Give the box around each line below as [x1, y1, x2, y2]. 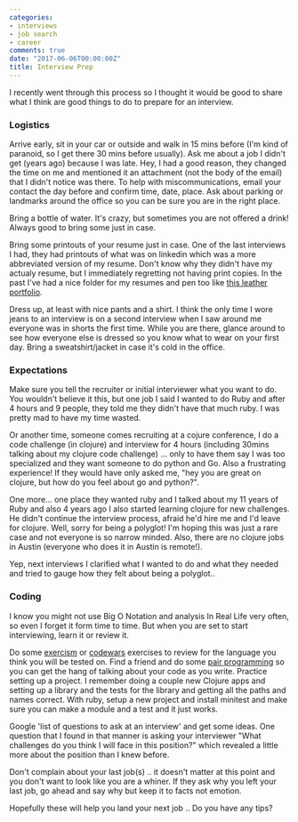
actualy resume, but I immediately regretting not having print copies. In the [9, 268, 283, 278]
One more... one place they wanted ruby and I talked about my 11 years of [9, 495, 278, 505]
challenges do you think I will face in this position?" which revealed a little [9, 739, 278, 750]
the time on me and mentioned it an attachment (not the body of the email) [9, 167, 283, 178]
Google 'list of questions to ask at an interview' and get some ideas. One [9, 721, 276, 731]
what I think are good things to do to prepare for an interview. [9, 96, 234, 107]
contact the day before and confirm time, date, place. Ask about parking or [9, 186, 284, 197]
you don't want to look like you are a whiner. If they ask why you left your [9, 776, 278, 786]
